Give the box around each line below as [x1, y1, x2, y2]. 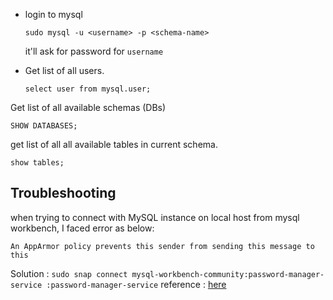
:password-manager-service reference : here [46, 278, 227, 290]
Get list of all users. [24, 65, 105, 76]
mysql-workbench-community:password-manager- [131, 269, 325, 279]
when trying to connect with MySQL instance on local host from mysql [10, 211, 300, 223]
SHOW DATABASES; [10, 121, 78, 131]
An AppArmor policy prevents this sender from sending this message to [10, 241, 315, 251]
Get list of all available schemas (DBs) [10, 102, 167, 113]
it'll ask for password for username [24, 45, 164, 57]
